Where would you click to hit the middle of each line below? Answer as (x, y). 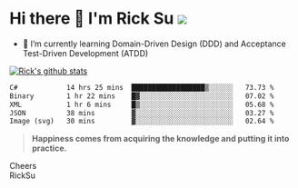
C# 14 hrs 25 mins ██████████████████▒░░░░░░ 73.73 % (142, 87)
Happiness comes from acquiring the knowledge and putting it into (160, 139)
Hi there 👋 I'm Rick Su (92, 19)
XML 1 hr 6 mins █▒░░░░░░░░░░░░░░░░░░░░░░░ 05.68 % (142, 104)
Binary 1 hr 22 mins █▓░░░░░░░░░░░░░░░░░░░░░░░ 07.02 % (142, 96)
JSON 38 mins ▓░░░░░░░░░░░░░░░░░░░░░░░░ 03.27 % (142, 113)
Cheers (23, 166)
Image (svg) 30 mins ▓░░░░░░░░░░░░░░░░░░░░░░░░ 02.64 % (142, 122)
